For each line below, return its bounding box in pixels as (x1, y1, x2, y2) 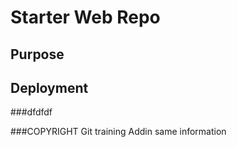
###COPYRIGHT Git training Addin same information (10, 126, 227, 138)
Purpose (10, 46, 65, 63)
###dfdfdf (10, 106, 53, 118)
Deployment (10, 79, 89, 96)
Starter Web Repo (10, 6, 161, 29)
